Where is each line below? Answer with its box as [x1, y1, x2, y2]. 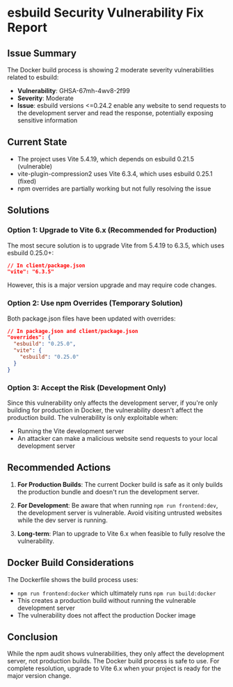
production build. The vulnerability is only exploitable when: [7, 413, 179, 421]
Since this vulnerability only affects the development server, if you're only [7, 398, 218, 407]
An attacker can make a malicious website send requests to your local [17, 434, 218, 442]
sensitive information [17, 116, 78, 124]
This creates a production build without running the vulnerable [17, 596, 196, 604]
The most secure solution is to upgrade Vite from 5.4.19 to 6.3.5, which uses [7, 241, 225, 250]
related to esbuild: [7, 73, 59, 81]
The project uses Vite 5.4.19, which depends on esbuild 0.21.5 [17, 154, 195, 163]
